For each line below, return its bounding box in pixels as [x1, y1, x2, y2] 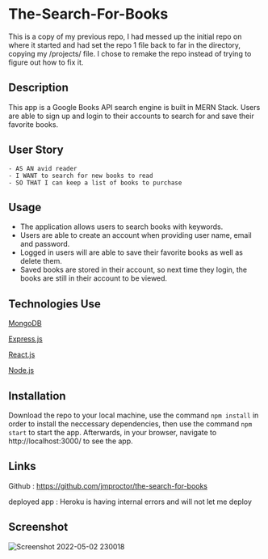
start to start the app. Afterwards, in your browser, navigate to [8, 428, 217, 437]
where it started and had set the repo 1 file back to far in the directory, [8, 40, 241, 49]
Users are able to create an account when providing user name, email [19, 231, 252, 240]
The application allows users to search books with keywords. [19, 222, 224, 231]
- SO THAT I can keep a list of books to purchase [8, 179, 182, 187]
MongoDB [8, 319, 42, 328]
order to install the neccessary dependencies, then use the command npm [8, 419, 253, 429]
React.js [8, 349, 36, 360]
